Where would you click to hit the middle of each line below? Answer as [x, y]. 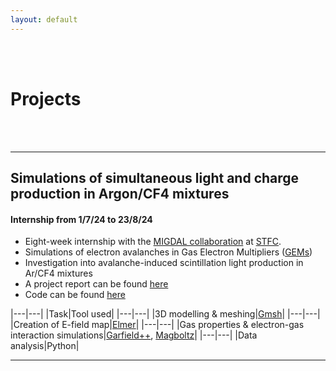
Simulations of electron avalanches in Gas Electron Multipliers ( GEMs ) [168, 252]
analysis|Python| [45, 346]
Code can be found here [75, 295]
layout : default [44, 19]
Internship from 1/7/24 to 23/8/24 [81, 219]
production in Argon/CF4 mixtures [120, 193]
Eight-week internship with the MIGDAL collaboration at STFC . [153, 242]
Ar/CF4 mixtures [58, 273]
